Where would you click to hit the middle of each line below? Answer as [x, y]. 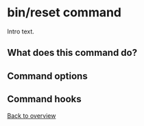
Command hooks [44, 99]
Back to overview [32, 115]
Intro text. [21, 31]
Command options [47, 76]
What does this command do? [72, 53]
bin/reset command [64, 13]
